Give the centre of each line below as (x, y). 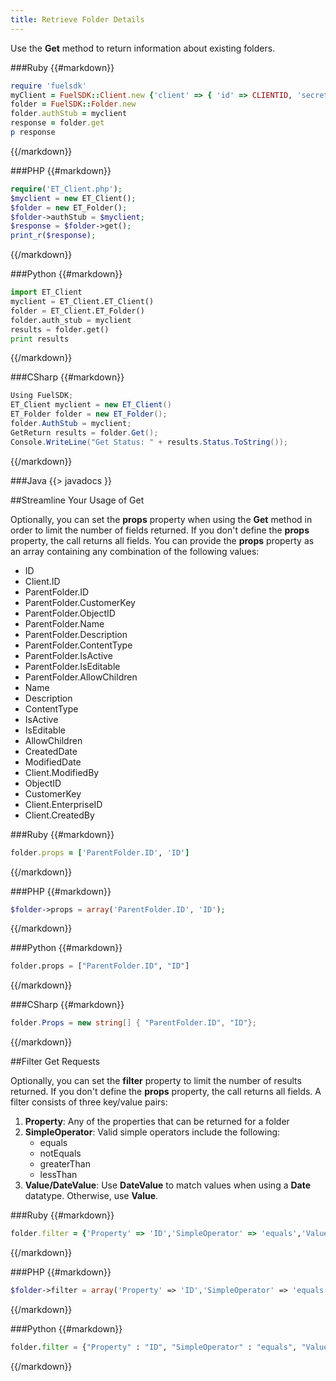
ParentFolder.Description (76, 634)
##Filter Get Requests (55, 1062)
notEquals (60, 1153)
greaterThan (65, 1164)
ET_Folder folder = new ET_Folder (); (89, 414)
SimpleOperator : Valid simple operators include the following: (152, 1132)
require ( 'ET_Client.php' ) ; (66, 189)
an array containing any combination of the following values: (135, 551)
